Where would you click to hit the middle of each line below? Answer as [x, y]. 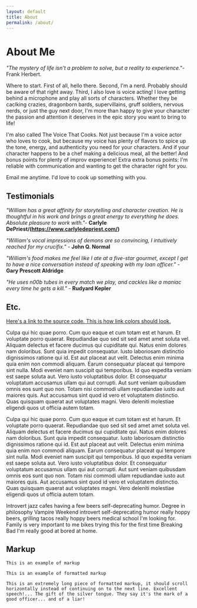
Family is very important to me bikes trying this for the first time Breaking [94, 524]
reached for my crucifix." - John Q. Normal [58, 247]
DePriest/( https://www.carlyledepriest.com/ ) [63, 229]
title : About [22, 17]
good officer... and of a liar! [46, 599]
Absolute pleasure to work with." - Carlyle [56, 223]
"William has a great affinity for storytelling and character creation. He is [95, 211]
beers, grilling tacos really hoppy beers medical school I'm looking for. [91, 518]
